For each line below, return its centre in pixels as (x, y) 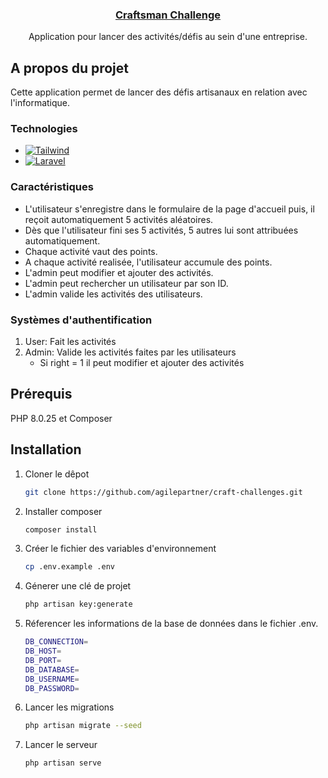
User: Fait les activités (70, 341)
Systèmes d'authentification (81, 320)
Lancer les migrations (69, 707)
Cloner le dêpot (57, 474)
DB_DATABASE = (52, 669)
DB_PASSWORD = (52, 688)
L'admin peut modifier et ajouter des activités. (119, 272)
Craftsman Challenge (168, 15)
